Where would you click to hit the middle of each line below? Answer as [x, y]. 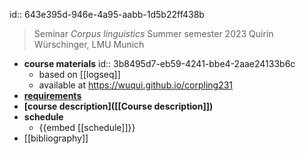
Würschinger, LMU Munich [89, 44]
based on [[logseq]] [79, 74]
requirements [52, 95]
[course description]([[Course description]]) [118, 106]
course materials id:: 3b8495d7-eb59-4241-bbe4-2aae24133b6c [159, 63]
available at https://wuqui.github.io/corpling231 [136, 85]
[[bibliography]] [56, 138]
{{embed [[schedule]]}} [87, 127]
